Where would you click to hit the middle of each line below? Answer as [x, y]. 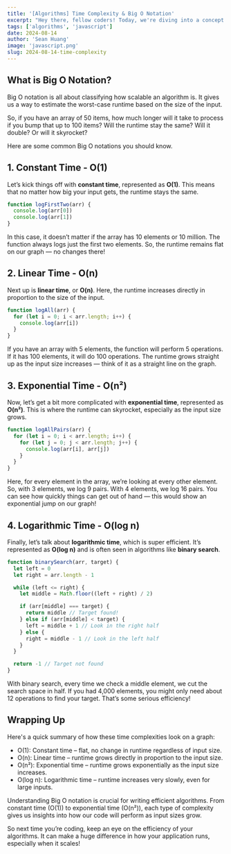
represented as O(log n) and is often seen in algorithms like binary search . [114, 549]
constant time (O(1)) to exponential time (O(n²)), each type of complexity [110, 808]
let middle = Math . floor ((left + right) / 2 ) [86, 594]
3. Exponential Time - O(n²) [67, 385]
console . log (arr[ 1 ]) [43, 217]
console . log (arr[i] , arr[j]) [67, 449]
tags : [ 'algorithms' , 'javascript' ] [60, 26]
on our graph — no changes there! [56, 251]
